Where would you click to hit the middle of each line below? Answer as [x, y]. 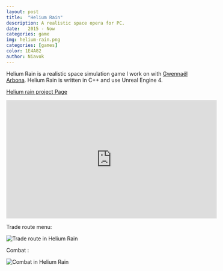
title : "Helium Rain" [35, 17]
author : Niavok [25, 56]
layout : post [23, 12]
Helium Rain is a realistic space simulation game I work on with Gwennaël [97, 73]
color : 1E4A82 [24, 51]
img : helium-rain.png [33, 40]
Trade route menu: [29, 227]
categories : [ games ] [32, 46]
